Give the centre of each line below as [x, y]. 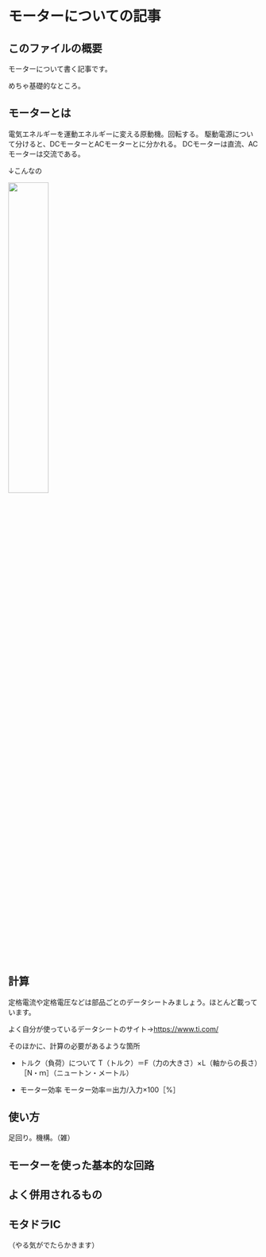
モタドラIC [35, 1224]
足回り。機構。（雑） [41, 1138]
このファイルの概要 [55, 48]
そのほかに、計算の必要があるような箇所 [74, 1046]
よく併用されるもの [55, 1195]
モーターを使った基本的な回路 [81, 1165]
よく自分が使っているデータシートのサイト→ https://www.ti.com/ [114, 1029]
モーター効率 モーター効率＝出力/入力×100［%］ [100, 1089]
